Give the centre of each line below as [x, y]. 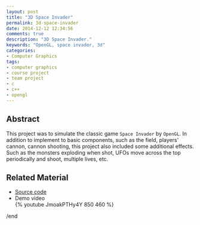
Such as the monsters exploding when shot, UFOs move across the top [93, 152]
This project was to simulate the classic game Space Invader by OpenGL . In [96, 133]
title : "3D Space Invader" [40, 17]
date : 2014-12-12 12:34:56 [40, 28]
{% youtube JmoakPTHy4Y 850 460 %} [64, 205]
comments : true [25, 34]
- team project [25, 78]
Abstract [23, 119]
